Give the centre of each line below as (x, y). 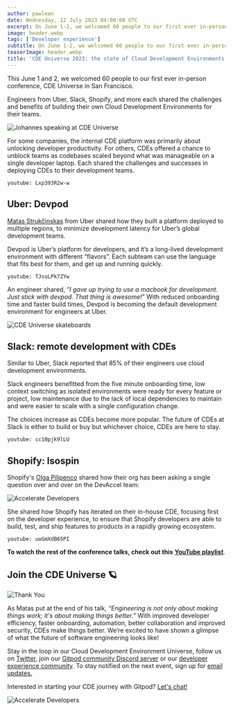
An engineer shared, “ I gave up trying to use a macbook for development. (113, 289)
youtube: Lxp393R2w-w (38, 183)
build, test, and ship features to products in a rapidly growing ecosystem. (112, 527)
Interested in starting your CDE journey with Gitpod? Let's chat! (97, 686)
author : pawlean (31, 14)
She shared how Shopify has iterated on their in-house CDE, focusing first (113, 512)
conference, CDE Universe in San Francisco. (70, 86)
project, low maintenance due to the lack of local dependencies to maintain (114, 398)
